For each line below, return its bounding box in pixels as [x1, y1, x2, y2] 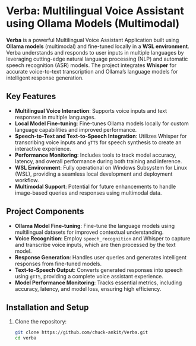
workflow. [14, 176, 39, 183]
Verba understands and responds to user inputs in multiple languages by [6, 49, 184, 56]
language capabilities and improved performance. [14, 126, 137, 133]
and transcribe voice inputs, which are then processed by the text [14, 241, 176, 248]
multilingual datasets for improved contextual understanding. [14, 228, 164, 236]
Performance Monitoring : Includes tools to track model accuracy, [14, 151, 176, 158]
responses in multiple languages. [14, 113, 96, 120]
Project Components [6, 207, 84, 217]
